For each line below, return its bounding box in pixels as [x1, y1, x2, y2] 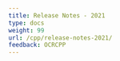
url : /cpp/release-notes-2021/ [8, 33, 113, 42]
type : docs [8, 19, 45, 27]
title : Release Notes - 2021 [8, 11, 106, 20]
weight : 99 [8, 26, 45, 34]
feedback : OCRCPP [8, 41, 66, 49]
